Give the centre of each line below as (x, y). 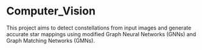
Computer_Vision (51, 11)
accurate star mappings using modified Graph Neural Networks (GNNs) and (101, 34)
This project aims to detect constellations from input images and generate (99, 28)
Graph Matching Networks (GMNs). (51, 40)
